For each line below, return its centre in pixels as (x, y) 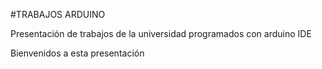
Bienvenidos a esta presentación (77, 53)
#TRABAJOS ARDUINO (58, 14)
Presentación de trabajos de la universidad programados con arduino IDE (161, 33)
